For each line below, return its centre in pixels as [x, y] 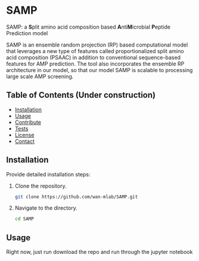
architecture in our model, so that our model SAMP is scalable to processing [99, 70]
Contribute [28, 122]
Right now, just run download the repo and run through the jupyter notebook [99, 252]
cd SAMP [24, 219]
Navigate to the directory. [46, 208]
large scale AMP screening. [40, 76]
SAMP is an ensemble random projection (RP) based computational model [97, 45]
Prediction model [27, 33]
